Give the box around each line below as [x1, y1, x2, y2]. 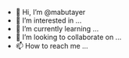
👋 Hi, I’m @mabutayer [15, 8, 86, 16]
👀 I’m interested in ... [15, 16, 82, 25]
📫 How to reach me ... [15, 42, 88, 50]
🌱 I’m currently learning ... [15, 24, 99, 33]
